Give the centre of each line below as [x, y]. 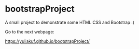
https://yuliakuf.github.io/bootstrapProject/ [48, 41]
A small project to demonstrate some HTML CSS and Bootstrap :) [69, 22]
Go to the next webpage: [30, 32]
